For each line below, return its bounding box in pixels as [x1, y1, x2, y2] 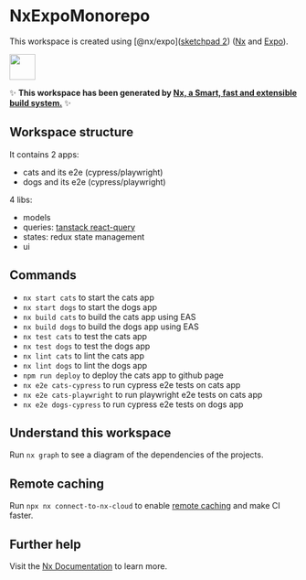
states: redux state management [22, 231, 145, 242]
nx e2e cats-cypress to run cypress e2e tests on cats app [22, 379, 241, 390]
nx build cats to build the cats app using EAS [22, 311, 196, 322]
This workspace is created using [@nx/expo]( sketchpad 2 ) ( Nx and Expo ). [9, 36, 290, 47]
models [22, 211, 51, 222]
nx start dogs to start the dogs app [22, 301, 158, 312]
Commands [9, 267, 78, 284]
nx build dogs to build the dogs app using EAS [22, 321, 199, 332]
